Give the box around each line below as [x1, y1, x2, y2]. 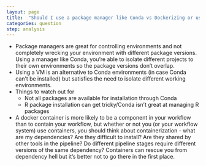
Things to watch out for [15, 88, 75, 95]
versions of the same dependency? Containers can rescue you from [15, 146, 188, 154]
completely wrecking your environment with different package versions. [15, 49, 197, 57]
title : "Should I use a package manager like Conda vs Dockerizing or [6, 15, 193, 21]
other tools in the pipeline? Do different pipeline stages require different [15, 140, 196, 147]
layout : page [6, 9, 40, 15]
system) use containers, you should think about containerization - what [15, 127, 196, 134]
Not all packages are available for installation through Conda [24, 95, 177, 102]
